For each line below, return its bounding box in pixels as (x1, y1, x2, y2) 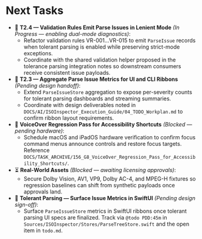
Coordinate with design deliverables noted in (23, 101, 136, 108)
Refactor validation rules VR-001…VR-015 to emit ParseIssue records (23, 36, 196, 44)
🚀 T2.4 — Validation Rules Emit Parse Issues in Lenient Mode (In (14, 24, 180, 31)
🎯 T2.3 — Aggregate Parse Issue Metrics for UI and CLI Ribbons (14, 75, 178, 83)
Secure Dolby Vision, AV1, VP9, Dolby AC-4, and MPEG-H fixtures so (23, 175, 196, 182)
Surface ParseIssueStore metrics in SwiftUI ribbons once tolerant (23, 207, 187, 215)
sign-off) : (14, 201, 39, 208)
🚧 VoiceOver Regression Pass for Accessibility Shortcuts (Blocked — (14, 120, 192, 128)
